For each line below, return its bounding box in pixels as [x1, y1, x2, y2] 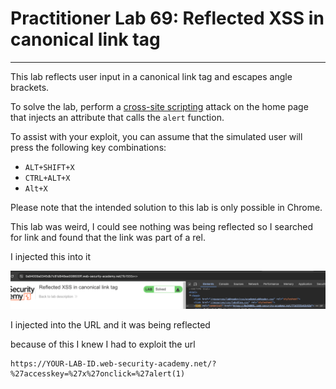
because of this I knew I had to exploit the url [10, 338, 196, 350]
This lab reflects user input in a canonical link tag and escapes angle [10, 70, 293, 82]
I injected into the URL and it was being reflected [10, 318, 211, 331]
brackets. [10, 81, 50, 93]
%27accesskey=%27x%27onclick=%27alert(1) [10, 368, 186, 379]
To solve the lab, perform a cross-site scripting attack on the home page [10, 100, 309, 112]
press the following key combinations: [10, 141, 167, 153]
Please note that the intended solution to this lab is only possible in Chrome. [10, 201, 323, 213]
